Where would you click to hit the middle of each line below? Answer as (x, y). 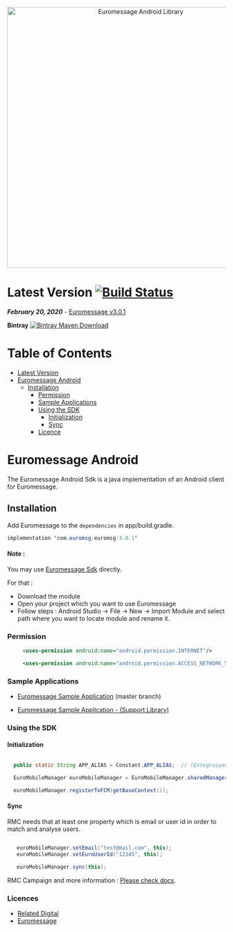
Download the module (49, 596)
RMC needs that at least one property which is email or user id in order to (112, 822)
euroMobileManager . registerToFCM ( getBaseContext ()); (91, 790)
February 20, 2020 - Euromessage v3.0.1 (67, 311)
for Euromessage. (33, 487)
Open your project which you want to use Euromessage (97, 603)
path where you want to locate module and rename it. (93, 618)
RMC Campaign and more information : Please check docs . (92, 880)
